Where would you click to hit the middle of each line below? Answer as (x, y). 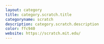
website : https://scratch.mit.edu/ (43, 33)
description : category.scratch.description (52, 24)
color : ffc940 (20, 29)
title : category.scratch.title (38, 15)
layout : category (24, 10)
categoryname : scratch (29, 19)
